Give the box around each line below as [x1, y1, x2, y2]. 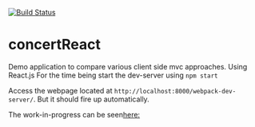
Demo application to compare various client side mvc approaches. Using [8, 62, 248, 71]
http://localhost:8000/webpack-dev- [114, 87, 237, 95]
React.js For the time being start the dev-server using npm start [8, 70, 218, 80]
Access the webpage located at [8, 85, 114, 95]
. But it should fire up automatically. [33, 94, 149, 104]
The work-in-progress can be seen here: [8, 109, 141, 119]
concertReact [8, 36, 102, 54]
